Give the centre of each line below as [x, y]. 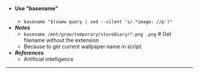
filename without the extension [61, 40]
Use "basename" [36, 8]
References [29, 53]
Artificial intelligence [49, 59]
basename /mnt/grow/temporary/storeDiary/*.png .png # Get [97, 34]
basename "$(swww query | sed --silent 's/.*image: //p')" [98, 22]
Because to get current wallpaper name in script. [83, 47]
